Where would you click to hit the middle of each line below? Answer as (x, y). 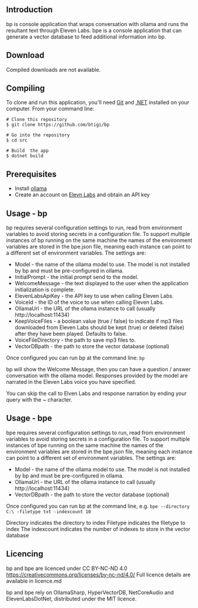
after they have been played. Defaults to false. (71, 334)
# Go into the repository (38, 135)
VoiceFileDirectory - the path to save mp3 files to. (75, 340)
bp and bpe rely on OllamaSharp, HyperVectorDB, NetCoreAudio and (90, 592)
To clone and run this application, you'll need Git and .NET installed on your (98, 103)
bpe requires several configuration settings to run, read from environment (96, 432)
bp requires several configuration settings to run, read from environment (94, 228)
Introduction (30, 10)
